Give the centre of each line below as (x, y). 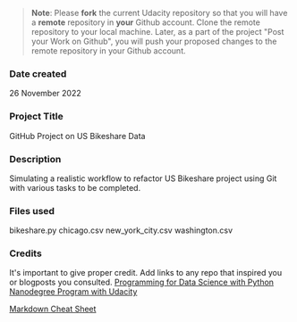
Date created (38, 73)
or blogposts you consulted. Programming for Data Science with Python (142, 282)
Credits (25, 253)
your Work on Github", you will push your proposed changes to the (154, 41)
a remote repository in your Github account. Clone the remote (146, 22)
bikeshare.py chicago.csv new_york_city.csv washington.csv (121, 230)
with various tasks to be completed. (75, 187)
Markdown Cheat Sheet (53, 309)
